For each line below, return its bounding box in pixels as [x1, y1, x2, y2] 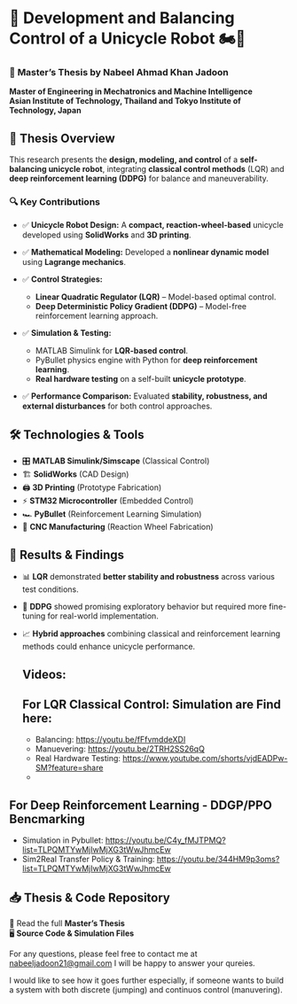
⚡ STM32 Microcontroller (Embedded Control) [21, 495, 194, 506]
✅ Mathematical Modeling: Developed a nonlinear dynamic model [21, 246, 270, 257]
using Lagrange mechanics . [21, 256, 127, 267]
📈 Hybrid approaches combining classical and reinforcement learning [21, 628, 281, 639]
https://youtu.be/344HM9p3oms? [156, 854, 280, 865]
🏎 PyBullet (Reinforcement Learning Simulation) [21, 509, 202, 519]
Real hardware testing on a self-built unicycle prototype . [35, 373, 246, 384]
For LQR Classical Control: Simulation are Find [21, 697, 282, 712]
